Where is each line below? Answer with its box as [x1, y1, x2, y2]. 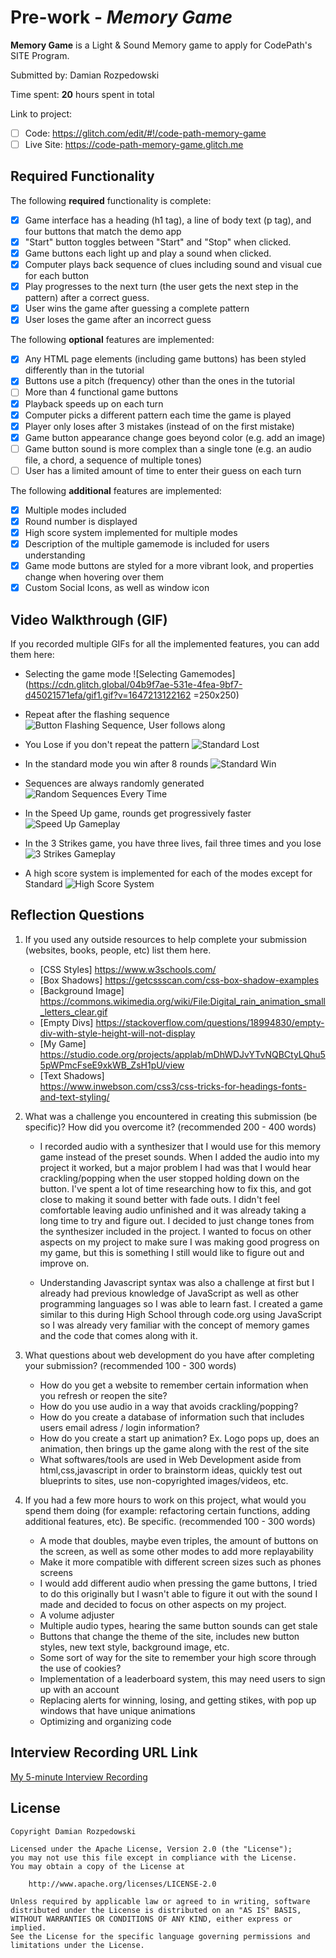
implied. [10, 1922, 47, 1933]
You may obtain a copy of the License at [10, 1861, 186, 1871]
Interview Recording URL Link [10, 1744, 198, 1761]
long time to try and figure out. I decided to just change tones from [39, 1214, 315, 1226]
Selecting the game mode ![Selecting [24, 668, 178, 680]
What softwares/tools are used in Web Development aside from [39, 1453, 302, 1465]
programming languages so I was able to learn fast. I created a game [39, 1297, 323, 1310]
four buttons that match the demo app [24, 225, 182, 237]
